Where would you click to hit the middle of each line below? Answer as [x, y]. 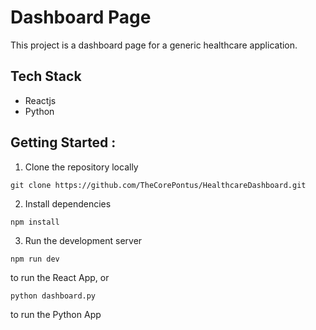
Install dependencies [68, 203]
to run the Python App [56, 314]
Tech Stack [46, 76]
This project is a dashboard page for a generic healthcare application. [154, 45]
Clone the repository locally [81, 167]
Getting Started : [63, 142]
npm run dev [35, 259]
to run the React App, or [60, 277]
